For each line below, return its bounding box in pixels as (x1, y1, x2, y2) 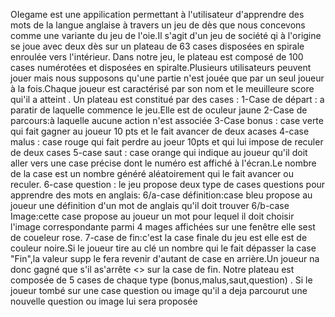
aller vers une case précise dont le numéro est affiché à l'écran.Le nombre (10, 157, 317, 169)
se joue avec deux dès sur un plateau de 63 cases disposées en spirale (10, 40, 305, 52)
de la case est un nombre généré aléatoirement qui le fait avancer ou (10, 168, 294, 179)
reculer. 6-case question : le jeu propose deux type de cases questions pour (10, 179, 326, 190)
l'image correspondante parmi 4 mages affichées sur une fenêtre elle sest (10, 221, 316, 233)
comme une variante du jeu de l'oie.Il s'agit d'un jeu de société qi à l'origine (10, 30, 322, 41)
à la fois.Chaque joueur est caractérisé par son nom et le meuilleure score (10, 83, 315, 94)
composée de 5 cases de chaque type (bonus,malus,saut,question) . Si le (10, 274, 313, 286)
